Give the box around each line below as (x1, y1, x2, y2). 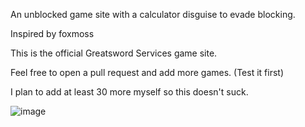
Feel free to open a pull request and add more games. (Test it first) (10, 67, 285, 78)
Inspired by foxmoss (10, 28, 95, 39)
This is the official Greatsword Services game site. (10, 47, 218, 59)
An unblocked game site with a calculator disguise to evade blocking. (10, 9, 296, 20)
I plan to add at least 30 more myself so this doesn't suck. (10, 86, 249, 98)
